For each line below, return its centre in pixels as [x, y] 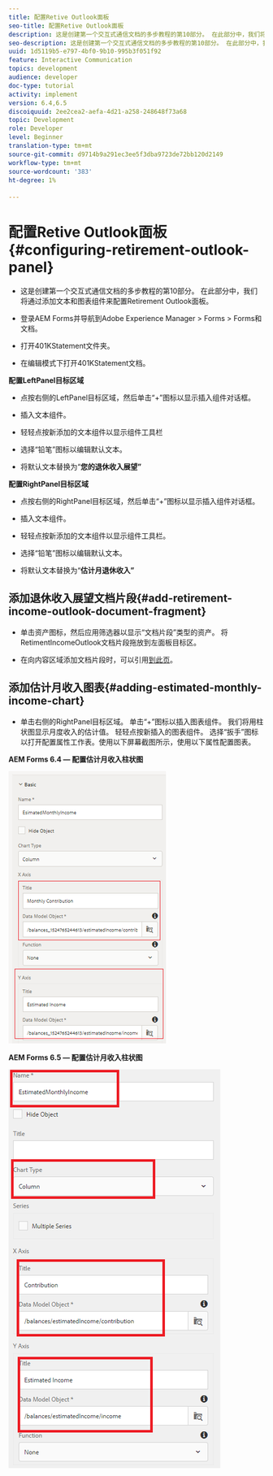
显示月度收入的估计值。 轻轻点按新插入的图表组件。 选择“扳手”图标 [147, 731]
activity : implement [43, 94]
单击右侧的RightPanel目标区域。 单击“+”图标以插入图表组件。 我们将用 [138, 721]
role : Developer [36, 129]
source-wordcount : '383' [50, 171]
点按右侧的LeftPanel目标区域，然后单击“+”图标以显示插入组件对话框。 [138, 397]
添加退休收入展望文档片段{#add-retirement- [121, 599]
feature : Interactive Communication [70, 60]
